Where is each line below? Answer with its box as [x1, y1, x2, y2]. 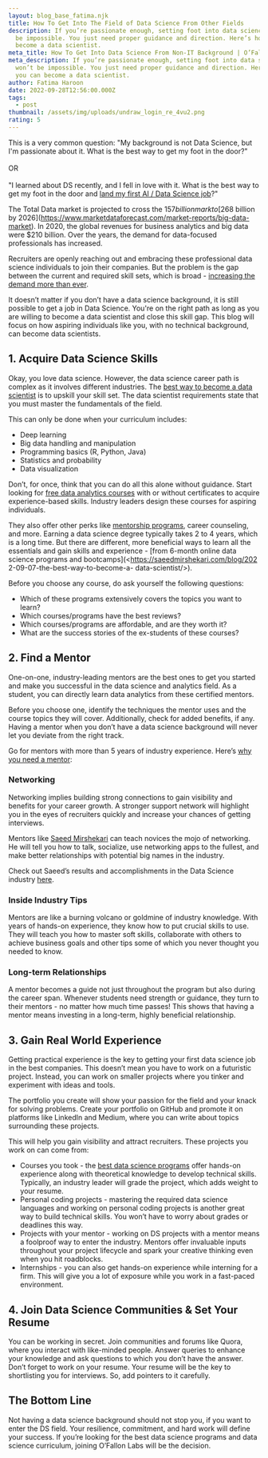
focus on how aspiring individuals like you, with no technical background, [8, 320, 250, 330]
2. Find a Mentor [8, 651, 92, 665]
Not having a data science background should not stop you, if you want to [8, 1415, 251, 1424]
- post [15, 101, 37, 109]
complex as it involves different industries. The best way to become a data [8, 382, 253, 391]
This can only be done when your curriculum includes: [8, 414, 187, 424]
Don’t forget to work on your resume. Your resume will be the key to [8, 1362, 231, 1372]
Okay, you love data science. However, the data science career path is [8, 373, 239, 383]
